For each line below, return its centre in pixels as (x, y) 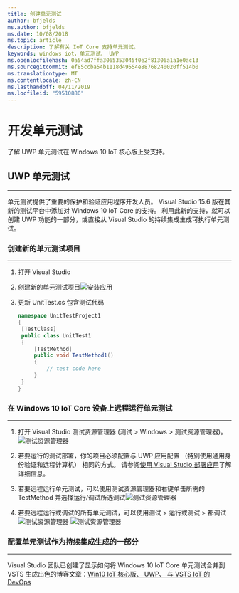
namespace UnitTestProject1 (59, 316)
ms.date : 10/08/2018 (38, 34)
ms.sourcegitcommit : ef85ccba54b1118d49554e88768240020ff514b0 (103, 67)
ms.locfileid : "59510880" (46, 93)
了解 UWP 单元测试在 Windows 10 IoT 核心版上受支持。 (88, 152)
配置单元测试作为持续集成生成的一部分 (73, 542)
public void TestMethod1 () (74, 356)
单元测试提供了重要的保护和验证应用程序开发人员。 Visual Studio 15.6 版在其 (119, 201)
